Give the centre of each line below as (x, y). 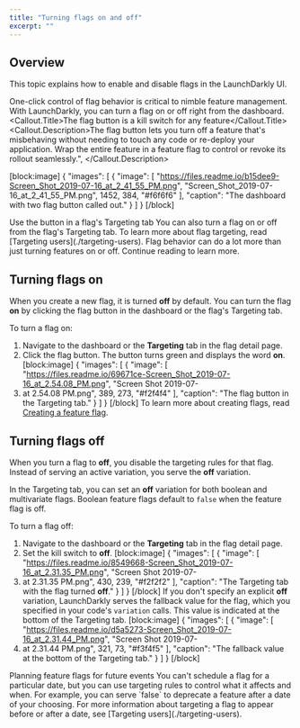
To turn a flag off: (41, 526)
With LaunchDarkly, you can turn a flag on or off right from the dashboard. (147, 111)
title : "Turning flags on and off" (76, 18)
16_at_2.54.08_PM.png (64, 384)
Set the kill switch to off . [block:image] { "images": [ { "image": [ (141, 553)
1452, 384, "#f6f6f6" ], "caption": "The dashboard (193, 195)
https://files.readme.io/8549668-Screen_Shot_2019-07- (130, 562)
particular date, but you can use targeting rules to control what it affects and (150, 685)
